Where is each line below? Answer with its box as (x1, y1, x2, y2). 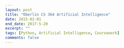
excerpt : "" (5, 26, 30, 31)
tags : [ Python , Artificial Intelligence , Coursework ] (5, 30, 120, 35)
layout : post (5, 7, 32, 12)
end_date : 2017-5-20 (5, 21, 48, 26)
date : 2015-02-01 (5, 16, 41, 21)
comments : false (5, 35, 39, 40)
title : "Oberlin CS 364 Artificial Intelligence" (5, 12, 111, 17)
